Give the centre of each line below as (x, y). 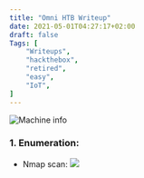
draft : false (34, 35)
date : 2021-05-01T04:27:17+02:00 (72, 26)
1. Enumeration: (44, 143)
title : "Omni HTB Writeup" (60, 18)
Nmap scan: (45, 163)
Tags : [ (24, 43)
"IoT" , (38, 85)
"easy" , (40, 77)
